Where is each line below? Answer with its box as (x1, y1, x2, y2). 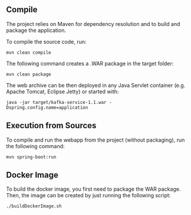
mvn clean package (6, 71, 51, 77)
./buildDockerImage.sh (6, 203, 62, 209)
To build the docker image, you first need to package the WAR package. (6, 185, 181, 193)
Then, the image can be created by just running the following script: (6, 192, 171, 199)
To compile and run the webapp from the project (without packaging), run (6, 136, 185, 144)
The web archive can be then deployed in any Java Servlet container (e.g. (6, 82, 186, 89)
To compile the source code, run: (6, 38, 87, 45)
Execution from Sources (6, 120, 97, 131)
